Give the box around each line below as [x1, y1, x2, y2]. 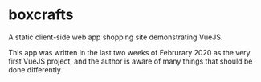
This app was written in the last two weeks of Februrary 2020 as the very [8, 47, 251, 57]
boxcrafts [8, 6, 74, 24]
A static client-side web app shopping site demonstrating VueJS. [8, 32, 223, 42]
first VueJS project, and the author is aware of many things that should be [8, 56, 253, 66]
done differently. [8, 64, 63, 74]
